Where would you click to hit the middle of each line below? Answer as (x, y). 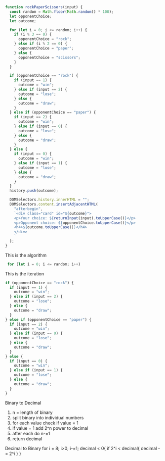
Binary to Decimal (23, 403)
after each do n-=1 (31, 433)
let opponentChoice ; (31, 16)
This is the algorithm (26, 255)
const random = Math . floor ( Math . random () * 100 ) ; (62, 12)
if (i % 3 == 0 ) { (33, 35)
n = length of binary (32, 412)
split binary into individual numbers (48, 417)
